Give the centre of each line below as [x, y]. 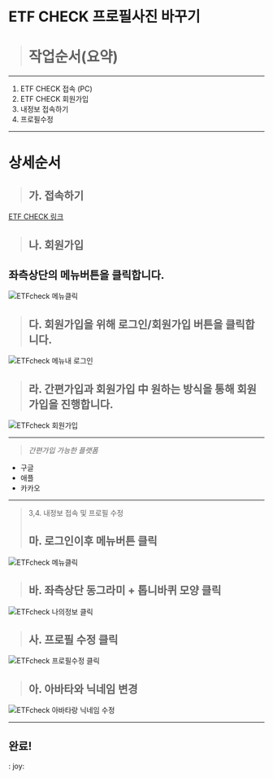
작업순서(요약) [73, 57]
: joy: [17, 766]
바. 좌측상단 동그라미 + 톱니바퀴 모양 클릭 [125, 590]
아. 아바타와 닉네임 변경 [83, 689]
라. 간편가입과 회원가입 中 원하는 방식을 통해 [131, 389]
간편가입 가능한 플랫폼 [63, 450]
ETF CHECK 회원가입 [54, 99]
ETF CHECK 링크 [36, 217]
